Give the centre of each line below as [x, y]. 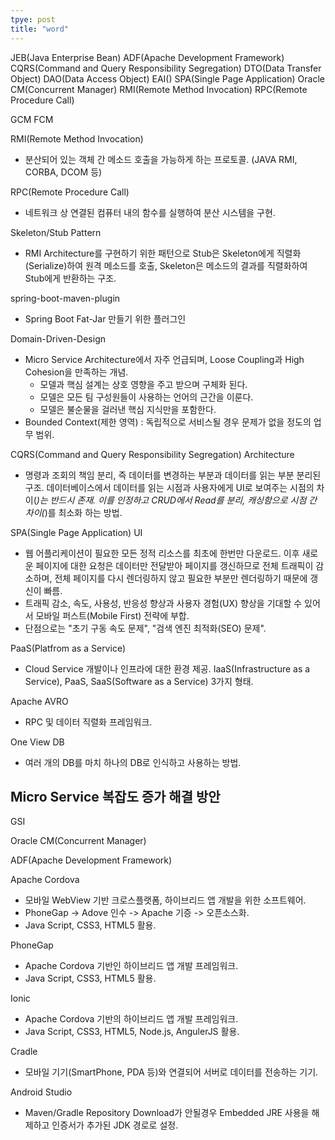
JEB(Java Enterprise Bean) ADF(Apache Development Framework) [147, 57]
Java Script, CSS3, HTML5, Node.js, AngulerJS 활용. [132, 1032]
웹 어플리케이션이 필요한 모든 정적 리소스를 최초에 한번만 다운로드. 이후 [162, 553]
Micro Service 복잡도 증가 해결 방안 [115, 796]
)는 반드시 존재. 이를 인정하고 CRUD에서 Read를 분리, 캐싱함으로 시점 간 [177, 500]
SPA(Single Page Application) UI [76, 532]
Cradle [24, 1052]
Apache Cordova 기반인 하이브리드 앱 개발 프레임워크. [131, 966]
